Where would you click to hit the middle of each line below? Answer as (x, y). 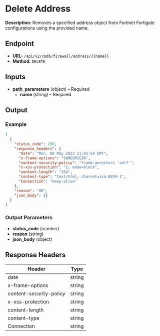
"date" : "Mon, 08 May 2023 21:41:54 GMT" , (63, 153)
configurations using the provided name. (47, 28)
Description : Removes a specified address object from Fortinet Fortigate (80, 23)
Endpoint (19, 44)
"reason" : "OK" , (31, 191)
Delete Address (38, 9)
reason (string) (28, 234)
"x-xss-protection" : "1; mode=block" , (59, 167)
